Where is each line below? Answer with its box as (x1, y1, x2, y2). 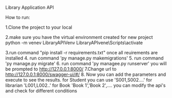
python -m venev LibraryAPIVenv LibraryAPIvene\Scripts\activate (5, 40, 143, 46)
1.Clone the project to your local (5, 24, 72, 30)
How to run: (5, 14, 30, 20)
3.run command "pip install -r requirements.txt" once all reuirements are (5, 50, 158, 55)
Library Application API (5, 5, 54, 10)
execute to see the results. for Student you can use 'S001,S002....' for (5, 77, 152, 83)
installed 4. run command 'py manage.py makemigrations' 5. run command (5, 55, 164, 61)
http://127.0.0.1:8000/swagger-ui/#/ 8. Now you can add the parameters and (5, 71, 166, 77)
